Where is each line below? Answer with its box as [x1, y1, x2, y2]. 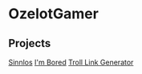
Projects [8, 37, 51, 50]
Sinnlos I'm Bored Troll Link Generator [8, 57, 134, 67]
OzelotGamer [8, 5, 99, 23]
